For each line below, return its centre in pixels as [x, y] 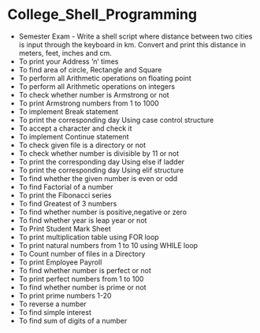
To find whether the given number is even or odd [98, 178]
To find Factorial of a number [66, 187]
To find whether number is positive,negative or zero [102, 212]
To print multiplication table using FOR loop [89, 237]
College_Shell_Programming [102, 15]
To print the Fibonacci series [65, 195]
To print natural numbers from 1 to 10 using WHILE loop [108, 245]
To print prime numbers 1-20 [65, 295]
